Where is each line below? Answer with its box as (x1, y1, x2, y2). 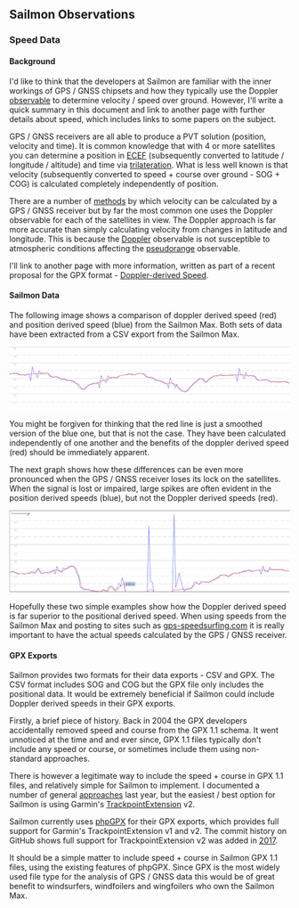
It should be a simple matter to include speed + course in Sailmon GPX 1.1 (9, 853, 279, 863)
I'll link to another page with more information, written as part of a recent (9, 260, 276, 271)
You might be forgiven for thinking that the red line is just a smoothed (9, 418, 263, 429)
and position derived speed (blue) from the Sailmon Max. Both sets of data (9, 319, 283, 330)
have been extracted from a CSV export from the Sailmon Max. (9, 329, 240, 339)
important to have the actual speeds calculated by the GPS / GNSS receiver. (9, 630, 287, 641)
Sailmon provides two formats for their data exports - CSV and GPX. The (9, 670, 276, 681)
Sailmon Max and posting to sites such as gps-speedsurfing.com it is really (9, 620, 285, 631)
